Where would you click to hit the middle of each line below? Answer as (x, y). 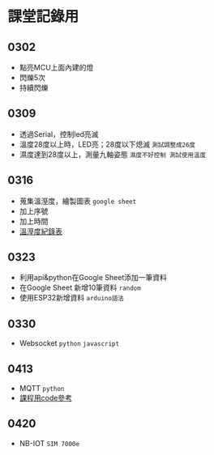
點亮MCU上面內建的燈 (56, 67)
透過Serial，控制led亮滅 (59, 134)
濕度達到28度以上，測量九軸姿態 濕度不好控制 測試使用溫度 (112, 154)
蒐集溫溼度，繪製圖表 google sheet (78, 201)
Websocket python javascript (69, 343)
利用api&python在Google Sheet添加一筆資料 (93, 278)
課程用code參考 (45, 398)
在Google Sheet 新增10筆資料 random (80, 287)
